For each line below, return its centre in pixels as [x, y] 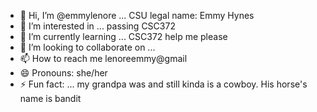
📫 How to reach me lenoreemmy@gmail [103, 58]
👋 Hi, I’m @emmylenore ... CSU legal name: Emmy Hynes [137, 15]
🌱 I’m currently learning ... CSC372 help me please [123, 36]
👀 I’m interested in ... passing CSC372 [97, 26]
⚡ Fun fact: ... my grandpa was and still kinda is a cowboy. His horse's [163, 84]
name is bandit [50, 98]
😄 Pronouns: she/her [63, 73]
